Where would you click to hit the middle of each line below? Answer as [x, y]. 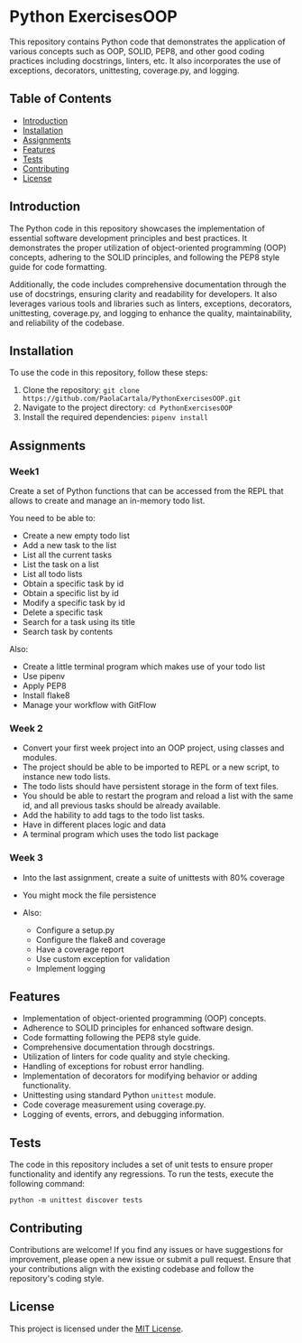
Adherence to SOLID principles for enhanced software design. [138, 1028]
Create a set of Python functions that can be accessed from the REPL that [146, 491]
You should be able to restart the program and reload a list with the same [158, 796]
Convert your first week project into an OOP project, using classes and [153, 748]
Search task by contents [68, 632]
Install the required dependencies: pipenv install [115, 417]
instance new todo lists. [66, 777]
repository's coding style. [57, 1279]
